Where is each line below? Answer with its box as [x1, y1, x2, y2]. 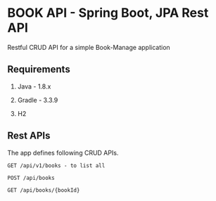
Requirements [7, 63, 70, 75]
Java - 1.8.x [17, 82, 51, 91]
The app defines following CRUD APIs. [7, 148, 119, 157]
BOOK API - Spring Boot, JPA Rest [7, 5, 209, 21]
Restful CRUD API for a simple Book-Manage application [7, 43, 170, 51]
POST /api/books [7, 174, 55, 181]
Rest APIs [7, 130, 51, 142]
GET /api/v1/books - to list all [7, 162, 106, 169]
